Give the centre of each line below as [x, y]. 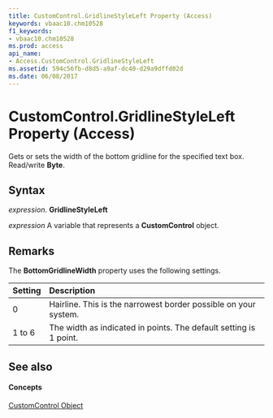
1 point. [63, 338]
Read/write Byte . [37, 165]
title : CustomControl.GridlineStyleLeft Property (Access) [110, 16]
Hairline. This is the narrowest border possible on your [152, 304]
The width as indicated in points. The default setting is [152, 328]
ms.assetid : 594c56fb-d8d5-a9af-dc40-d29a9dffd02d [96, 69]
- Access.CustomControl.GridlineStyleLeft [81, 62]
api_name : [25, 54]
